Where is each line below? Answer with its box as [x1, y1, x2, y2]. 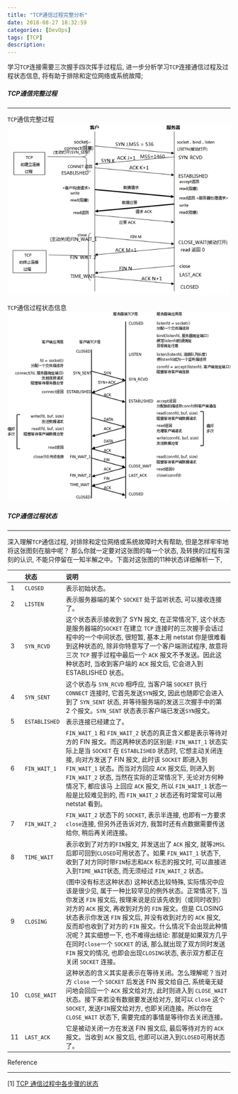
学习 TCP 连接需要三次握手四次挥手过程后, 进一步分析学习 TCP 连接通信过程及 [7, 62, 222, 71]
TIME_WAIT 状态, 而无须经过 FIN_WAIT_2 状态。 [77, 866, 208, 875]
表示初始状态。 [65, 584, 110, 592]
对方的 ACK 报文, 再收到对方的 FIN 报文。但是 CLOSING [65, 904, 224, 912]
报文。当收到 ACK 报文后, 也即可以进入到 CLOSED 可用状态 [65, 1033, 225, 1041]
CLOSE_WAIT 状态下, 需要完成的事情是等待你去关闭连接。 [65, 1013, 227, 1022]
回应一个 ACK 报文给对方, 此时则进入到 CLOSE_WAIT [84, 986, 227, 995]
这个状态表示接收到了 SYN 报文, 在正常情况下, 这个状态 [65, 615, 225, 624]
